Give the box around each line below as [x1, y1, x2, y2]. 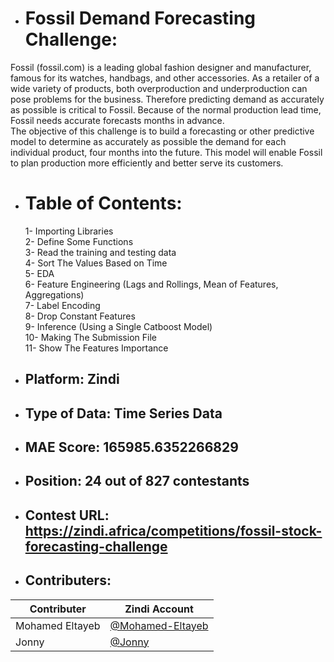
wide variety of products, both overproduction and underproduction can [10, 82, 308, 94]
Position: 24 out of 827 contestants [24, 473, 250, 490]
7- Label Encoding [24, 299, 101, 311]
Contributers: [24, 572, 112, 589]
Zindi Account [124, 602, 194, 616]
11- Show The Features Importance [24, 342, 169, 354]
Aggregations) [24, 288, 85, 301]
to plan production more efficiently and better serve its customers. [10, 157, 284, 169]
